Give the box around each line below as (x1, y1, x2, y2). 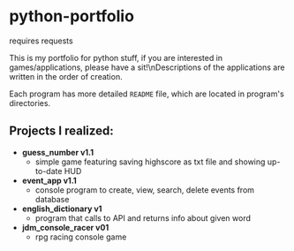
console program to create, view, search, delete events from (34, 184, 254, 195)
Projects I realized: (9, 124, 114, 139)
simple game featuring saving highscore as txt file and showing (34, 156, 266, 167)
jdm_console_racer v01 (21, 222, 109, 232)
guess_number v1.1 (21, 147, 94, 157)
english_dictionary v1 (21, 203, 102, 214)
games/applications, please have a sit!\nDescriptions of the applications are (9, 62, 285, 72)
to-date (34, 165, 63, 176)
